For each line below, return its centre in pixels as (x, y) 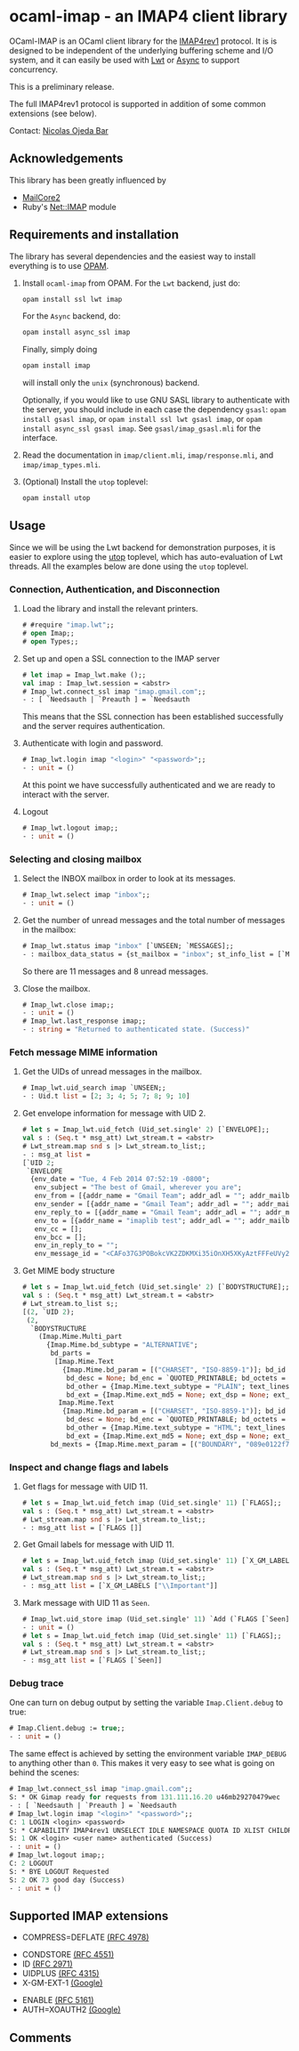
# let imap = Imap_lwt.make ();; (84, 675)
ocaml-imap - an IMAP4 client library (149, 16)
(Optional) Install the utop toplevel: (85, 482)
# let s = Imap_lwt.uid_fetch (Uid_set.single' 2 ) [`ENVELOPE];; (145, 1130)
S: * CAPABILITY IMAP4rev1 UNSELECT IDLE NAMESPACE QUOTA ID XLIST (137, 1830)
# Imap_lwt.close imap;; (68, 1005)
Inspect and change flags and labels (89, 1467)
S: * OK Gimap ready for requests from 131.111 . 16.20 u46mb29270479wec (145, 1797)
